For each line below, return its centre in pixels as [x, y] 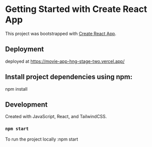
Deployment [25, 49]
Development [27, 104]
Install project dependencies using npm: [69, 77]
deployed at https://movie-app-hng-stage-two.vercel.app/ [65, 61]
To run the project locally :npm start [42, 139]
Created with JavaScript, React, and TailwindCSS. [56, 117]
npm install [16, 89]
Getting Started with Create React [76, 9]
